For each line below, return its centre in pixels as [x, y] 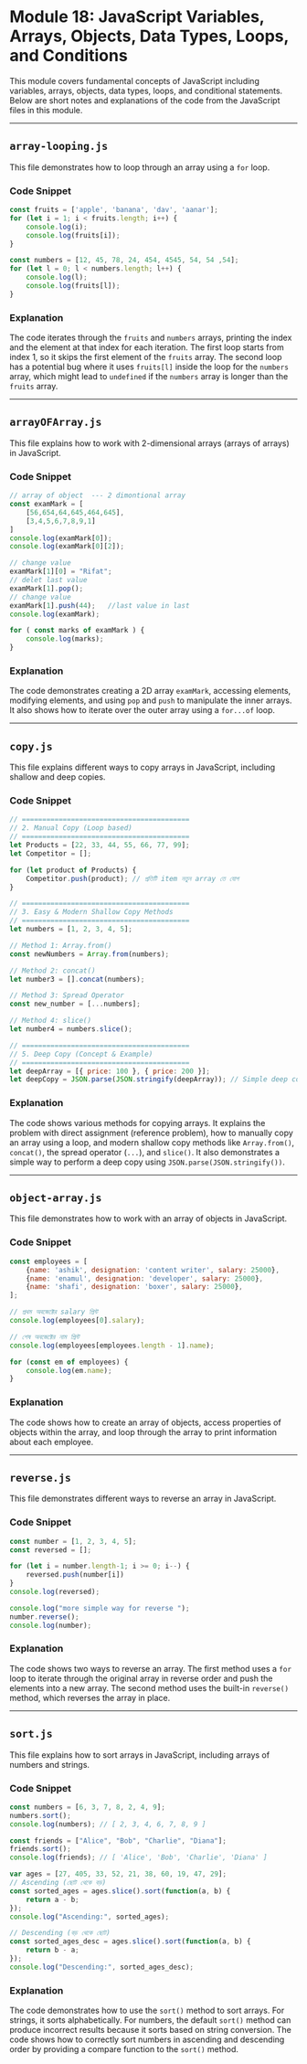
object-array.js [56, 1198]
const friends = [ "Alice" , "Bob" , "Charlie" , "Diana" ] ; [118, 1841]
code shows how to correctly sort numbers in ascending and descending [147, 2039]
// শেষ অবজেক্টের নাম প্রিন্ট [45, 1336]
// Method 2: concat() [53, 971]
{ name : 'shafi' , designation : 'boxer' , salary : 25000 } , [135, 1287]
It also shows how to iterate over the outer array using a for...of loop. [143, 710]
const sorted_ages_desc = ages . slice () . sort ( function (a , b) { [130, 1942]
